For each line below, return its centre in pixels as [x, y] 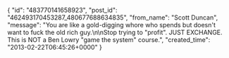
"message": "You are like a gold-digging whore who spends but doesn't [112, 25]
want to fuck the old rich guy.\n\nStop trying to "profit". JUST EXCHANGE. [115, 32]
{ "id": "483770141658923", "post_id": [62, 10]
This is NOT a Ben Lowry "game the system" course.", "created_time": [109, 40]
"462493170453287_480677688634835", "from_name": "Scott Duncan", [113, 17]
